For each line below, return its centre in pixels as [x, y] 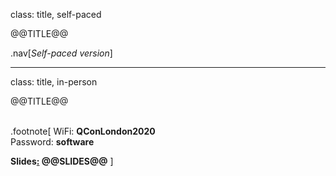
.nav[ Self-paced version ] [61, 53]
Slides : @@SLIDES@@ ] [62, 161]
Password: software [52, 142]
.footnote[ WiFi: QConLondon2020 [83, 131]
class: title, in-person [54, 82]
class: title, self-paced [56, 14]
